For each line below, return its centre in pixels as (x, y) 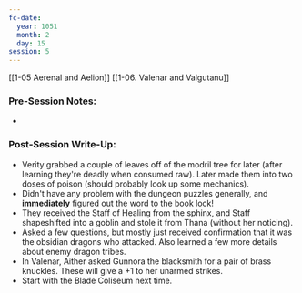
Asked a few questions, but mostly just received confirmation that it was (157, 232)
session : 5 (29, 52)
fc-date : (25, 18)
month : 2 (33, 35)
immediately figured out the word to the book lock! (118, 203)
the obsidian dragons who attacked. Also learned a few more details (149, 241)
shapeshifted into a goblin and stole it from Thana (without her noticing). (157, 222)
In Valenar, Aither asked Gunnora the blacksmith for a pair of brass (146, 261)
